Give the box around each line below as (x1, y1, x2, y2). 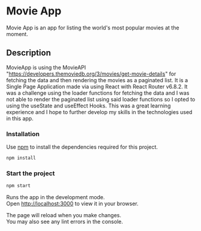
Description (6, 48, 51, 58)
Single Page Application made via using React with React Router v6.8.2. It (6, 83, 188, 90)
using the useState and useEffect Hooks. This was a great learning (6, 102, 171, 109)
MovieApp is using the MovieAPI (6, 64, 86, 71)
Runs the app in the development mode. (6, 194, 105, 201)
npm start (6, 183, 31, 189)
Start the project (6, 169, 55, 178)
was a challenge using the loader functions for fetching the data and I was (6, 89, 190, 97)
